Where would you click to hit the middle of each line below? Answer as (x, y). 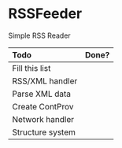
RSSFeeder (45, 14)
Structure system (44, 132)
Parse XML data (42, 94)
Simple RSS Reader (39, 35)
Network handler (43, 119)
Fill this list (31, 68)
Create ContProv (43, 106)
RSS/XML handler (45, 81)
